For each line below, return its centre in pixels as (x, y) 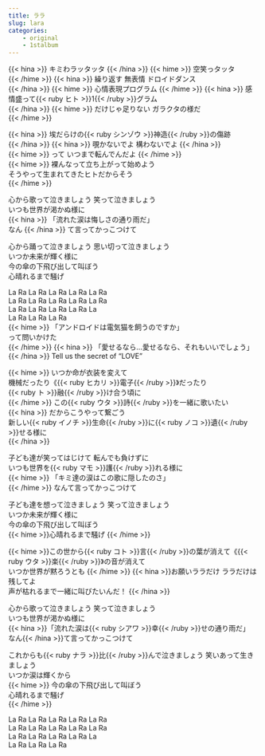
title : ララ (27, 16)
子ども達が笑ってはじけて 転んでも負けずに (79, 458)
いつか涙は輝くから (40, 675)
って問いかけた (33, 337)
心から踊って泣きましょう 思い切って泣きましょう (89, 246)
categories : (28, 30)
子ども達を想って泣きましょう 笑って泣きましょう (89, 505)
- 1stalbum (41, 45)
